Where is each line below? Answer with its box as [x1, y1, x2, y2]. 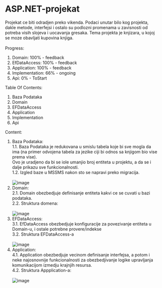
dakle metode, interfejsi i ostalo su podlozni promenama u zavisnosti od [5, 24, 148, 30]
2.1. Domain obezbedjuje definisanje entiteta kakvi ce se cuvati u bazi [12, 190, 150, 196]
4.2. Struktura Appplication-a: [12, 267, 72, 273]
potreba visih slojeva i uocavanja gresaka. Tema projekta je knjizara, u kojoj [5, 30, 155, 35]
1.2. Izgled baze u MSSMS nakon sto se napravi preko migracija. [12, 169, 140, 175]
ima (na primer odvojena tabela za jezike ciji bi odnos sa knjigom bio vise [12, 149, 158, 155]
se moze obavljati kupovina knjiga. [5, 35, 74, 41]
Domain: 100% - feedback [12, 54, 64, 60]
